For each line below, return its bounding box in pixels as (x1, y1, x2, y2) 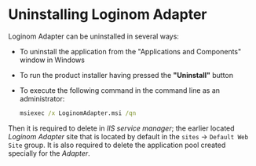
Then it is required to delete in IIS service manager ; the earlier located (8, 124, 235, 133)
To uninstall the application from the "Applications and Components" (19, 46, 242, 56)
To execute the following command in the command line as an (19, 85, 221, 95)
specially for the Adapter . (8, 148, 90, 158)
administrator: (19, 94, 65, 103)
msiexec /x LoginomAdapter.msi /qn (19, 109, 137, 117)
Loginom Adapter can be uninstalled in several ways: (8, 31, 179, 41)
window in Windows (19, 55, 85, 65)
